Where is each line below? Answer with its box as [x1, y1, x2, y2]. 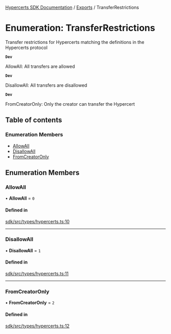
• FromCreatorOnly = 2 [5, 300, 55, 306]
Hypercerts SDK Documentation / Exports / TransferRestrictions [5, 5, 139, 10]
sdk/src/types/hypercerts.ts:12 [5, 323, 70, 329]
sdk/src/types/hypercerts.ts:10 [5, 218, 70, 224]
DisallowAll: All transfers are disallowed [5, 82, 88, 88]
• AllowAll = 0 [5, 195, 35, 201]
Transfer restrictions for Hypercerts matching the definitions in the [5, 39, 145, 45]
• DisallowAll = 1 [5, 247, 41, 253]
